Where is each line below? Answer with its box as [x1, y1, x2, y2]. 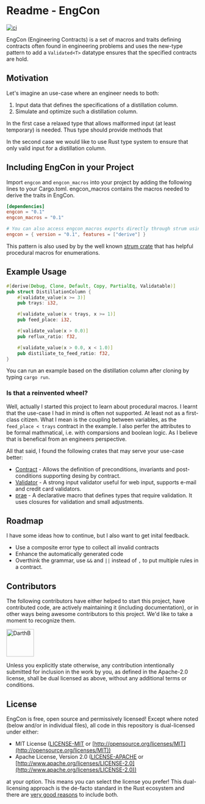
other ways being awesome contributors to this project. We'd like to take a [6, 611, 193, 618]
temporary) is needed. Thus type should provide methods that [6, 126, 163, 133]
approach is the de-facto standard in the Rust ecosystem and [30, 784, 185, 792]
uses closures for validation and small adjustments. [15, 498, 145, 505]
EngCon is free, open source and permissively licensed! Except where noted [6, 715, 198, 723]
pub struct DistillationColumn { [6, 288, 92, 295]
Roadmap [6, 516, 44, 527]
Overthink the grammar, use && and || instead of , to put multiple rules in [15, 557, 199, 564]
